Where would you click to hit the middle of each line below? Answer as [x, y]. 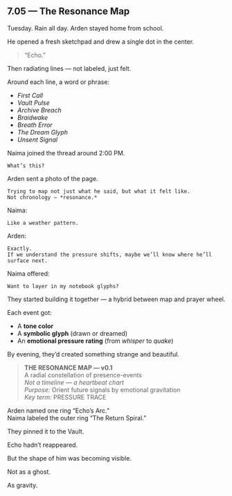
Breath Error [35, 125]
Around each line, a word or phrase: [58, 82]
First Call [30, 95]
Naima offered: [28, 273]
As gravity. [23, 485]
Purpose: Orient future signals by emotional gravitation [102, 390]
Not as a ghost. [29, 472]
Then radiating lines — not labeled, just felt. [69, 68]
